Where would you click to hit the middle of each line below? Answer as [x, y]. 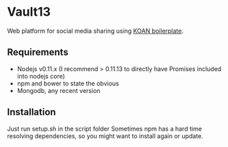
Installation [31, 112]
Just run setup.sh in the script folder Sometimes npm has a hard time [104, 129]
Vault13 [29, 12]
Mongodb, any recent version [59, 90]
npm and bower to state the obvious [68, 83]
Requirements [38, 52]
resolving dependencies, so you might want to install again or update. [105, 136]
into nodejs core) [41, 76]
